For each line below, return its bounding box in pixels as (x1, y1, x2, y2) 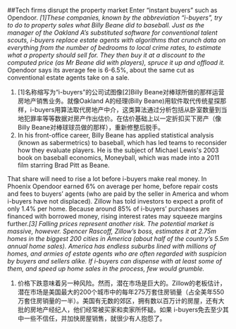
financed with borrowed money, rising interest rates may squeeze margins (7, 212, 223, 221)
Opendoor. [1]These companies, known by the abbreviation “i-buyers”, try (7, 13, 223, 22)
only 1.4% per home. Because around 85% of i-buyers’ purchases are (7, 204, 210, 213)
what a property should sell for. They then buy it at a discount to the (7, 51, 206, 59)
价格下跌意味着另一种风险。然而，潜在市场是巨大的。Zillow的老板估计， (17, 279, 227, 287)
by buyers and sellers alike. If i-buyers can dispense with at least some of (7, 257, 223, 265)
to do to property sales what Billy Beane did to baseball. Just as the (7, 21, 205, 29)
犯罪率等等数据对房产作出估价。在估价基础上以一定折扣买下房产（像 (23, 114, 222, 123)
